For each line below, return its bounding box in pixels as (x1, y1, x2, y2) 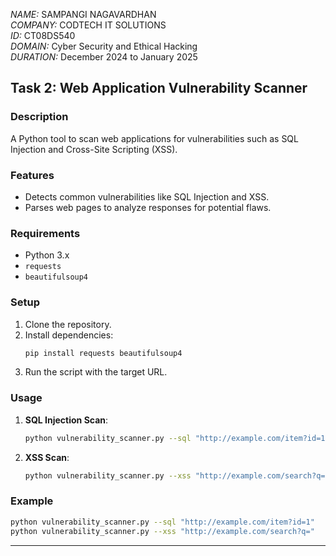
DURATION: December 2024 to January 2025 (10, 51, 198, 63)
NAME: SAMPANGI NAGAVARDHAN (10, 9, 157, 20)
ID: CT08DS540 (10, 30, 76, 41)
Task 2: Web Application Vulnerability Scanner (10, 80, 308, 97)
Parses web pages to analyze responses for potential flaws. (24, 201, 272, 213)
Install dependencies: (24, 329, 114, 341)
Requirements (10, 226, 81, 240)
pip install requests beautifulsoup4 (24, 348, 183, 358)
